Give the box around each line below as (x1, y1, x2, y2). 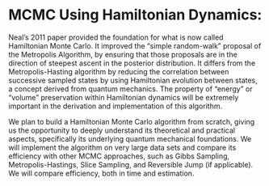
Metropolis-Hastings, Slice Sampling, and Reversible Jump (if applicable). (8, 159, 254, 169)
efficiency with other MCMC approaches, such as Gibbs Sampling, (8, 151, 230, 161)
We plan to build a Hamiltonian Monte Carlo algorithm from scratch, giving (8, 116, 255, 126)
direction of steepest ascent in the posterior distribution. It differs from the (8, 58, 256, 68)
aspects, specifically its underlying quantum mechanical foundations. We (8, 133, 252, 143)
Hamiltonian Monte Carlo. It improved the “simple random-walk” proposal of (8, 40, 262, 50)
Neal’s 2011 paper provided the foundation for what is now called (8, 32, 224, 42)
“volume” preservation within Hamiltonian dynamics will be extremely (8, 92, 239, 102)
